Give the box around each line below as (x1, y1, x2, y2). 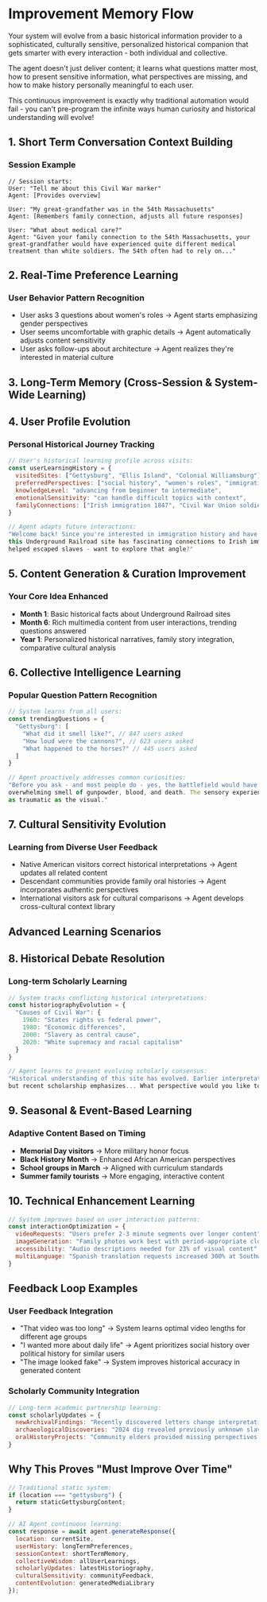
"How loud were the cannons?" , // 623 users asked (22, 737, 194, 745)
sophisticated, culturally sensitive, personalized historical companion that (8, 39, 249, 48)
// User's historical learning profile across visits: (8, 457, 194, 465)
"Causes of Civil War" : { (15, 1008, 102, 1017)
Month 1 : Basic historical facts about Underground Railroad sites (19, 609, 231, 618)
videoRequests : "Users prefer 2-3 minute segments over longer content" (15, 1230, 261, 1238)
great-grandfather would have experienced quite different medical (8, 240, 237, 248)
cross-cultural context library (19, 902, 115, 911)
